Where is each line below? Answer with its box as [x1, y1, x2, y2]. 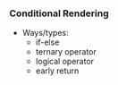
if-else [35, 37, 60, 47]
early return [35, 65, 80, 76]
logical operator [35, 56, 95, 67]
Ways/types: [21, 28, 69, 38]
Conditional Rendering [9, 7, 109, 20]
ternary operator [35, 47, 97, 57]
